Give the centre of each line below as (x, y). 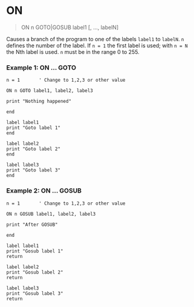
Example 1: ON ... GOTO (41, 67)
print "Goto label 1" (34, 128)
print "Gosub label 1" (35, 251)
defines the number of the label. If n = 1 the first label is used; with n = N (97, 45)
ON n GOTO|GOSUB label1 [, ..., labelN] (70, 27)
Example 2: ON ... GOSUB (44, 191)
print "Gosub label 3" (35, 293)
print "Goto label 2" (34, 149)
